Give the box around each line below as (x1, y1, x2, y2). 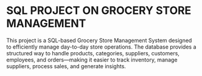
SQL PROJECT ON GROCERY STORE (6, 4, 192, 18)
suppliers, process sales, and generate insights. (6, 62, 127, 70)
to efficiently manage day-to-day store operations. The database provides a (6, 43, 197, 50)
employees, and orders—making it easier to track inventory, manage (6, 56, 178, 63)
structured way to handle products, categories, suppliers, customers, (6, 49, 179, 57)
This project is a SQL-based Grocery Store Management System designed (6, 36, 192, 44)
